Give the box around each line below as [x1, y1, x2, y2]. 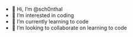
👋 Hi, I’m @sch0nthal [11, 6, 63, 12]
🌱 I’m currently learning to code [11, 18, 89, 25]
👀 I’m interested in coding [11, 12, 74, 19]
